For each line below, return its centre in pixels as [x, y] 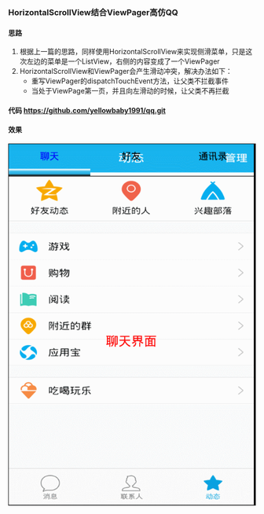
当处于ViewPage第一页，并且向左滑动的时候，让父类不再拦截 [130, 91]
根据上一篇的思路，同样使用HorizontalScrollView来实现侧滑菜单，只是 [132, 52]
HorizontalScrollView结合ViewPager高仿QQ [93, 12]
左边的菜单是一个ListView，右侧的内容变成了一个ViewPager [123, 61]
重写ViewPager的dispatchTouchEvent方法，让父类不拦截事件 [130, 81]
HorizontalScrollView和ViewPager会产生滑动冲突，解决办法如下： [126, 72]
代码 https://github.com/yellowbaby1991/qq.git [87, 110]
